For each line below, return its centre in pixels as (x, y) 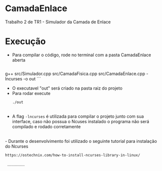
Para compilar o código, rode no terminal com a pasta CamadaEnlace (81, 55)
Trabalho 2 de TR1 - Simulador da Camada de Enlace (58, 22)
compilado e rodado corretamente (46, 126)
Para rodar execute (31, 93)
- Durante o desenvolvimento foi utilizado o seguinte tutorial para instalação (81, 141)
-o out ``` (32, 78)
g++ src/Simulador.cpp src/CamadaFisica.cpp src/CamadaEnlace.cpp (75, 74)
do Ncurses (17, 146)
